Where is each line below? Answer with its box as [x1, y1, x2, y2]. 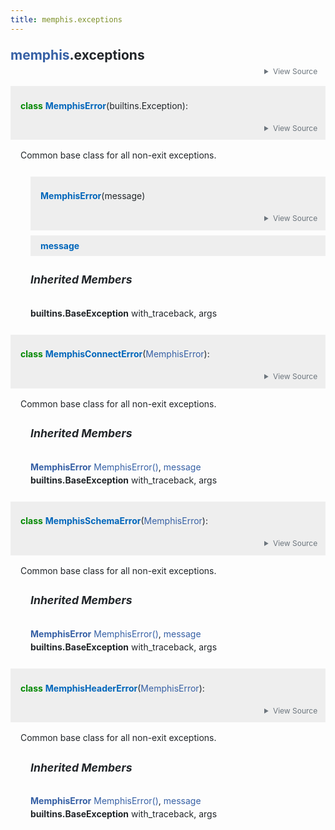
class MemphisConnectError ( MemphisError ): [20, 348, 210, 360]
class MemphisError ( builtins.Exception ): [20, 99, 188, 111]
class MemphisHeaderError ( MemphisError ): [20, 682, 205, 694]
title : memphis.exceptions [10, 14, 123, 25]
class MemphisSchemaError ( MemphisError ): [20, 515, 208, 527]
